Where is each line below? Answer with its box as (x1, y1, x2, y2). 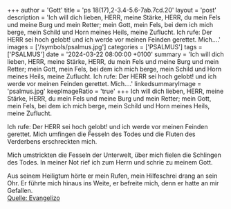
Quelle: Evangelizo (7, 194, 60, 202)
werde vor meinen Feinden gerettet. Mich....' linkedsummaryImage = (7, 80, 202, 87)
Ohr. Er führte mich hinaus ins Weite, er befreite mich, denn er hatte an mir (7, 179, 219, 187)
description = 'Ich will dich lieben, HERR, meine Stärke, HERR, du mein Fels (7, 13, 221, 22)
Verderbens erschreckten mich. (7, 137, 98, 145)
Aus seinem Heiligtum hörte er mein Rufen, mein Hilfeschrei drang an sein (7, 172, 218, 180)
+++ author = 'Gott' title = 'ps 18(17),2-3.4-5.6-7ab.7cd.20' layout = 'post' (7, 6, 216, 14)
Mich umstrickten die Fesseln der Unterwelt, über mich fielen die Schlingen (7, 151, 221, 159)
